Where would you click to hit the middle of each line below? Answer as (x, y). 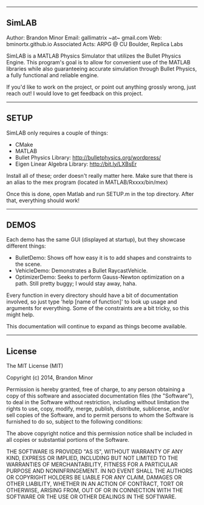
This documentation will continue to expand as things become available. (97, 327)
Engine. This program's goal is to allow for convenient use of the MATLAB (98, 62)
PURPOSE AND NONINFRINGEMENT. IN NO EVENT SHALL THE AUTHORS (100, 471)
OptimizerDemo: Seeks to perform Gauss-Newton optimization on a (100, 277)
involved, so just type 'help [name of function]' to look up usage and (92, 302)
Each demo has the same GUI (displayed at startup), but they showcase (96, 240)
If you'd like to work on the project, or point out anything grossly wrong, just (101, 87)
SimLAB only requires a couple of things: (57, 133)
